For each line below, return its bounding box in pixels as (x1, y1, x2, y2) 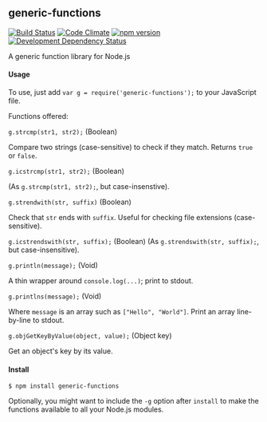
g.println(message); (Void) (8, 261, 98, 270)
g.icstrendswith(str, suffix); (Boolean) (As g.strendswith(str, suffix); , (8, 237, 259, 246)
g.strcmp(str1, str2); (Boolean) (8, 127, 118, 136)
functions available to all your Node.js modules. (8, 404, 164, 414)
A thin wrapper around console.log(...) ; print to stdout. (8, 276, 194, 286)
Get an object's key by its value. (8, 346, 113, 356)
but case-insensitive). (8, 245, 80, 254)
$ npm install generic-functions (8, 382, 120, 390)
